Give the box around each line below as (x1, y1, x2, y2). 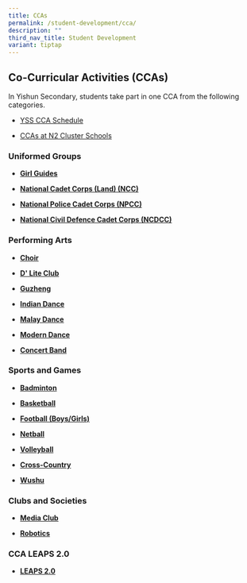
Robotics (19, 529, 50, 539)
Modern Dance (19, 330, 70, 339)
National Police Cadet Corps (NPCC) (19, 199, 142, 209)
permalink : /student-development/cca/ (8, 19, 137, 27)
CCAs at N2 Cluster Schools (19, 130, 113, 140)
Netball (19, 429, 45, 438)
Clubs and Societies (8, 495, 87, 506)
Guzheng (19, 284, 52, 293)
